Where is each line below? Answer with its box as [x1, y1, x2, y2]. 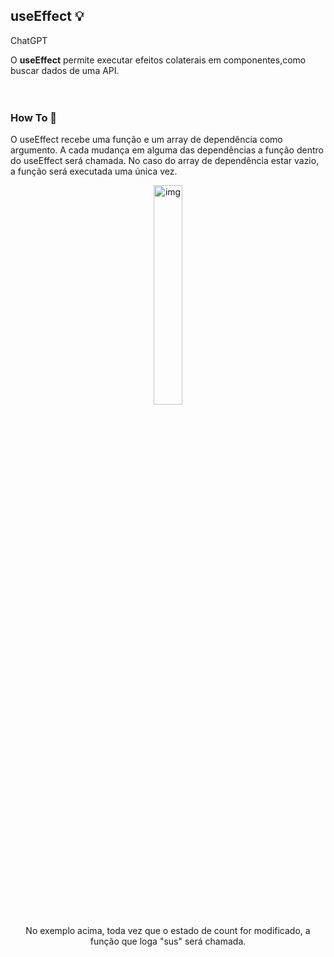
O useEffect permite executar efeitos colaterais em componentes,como [10, 54, 307, 66]
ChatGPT [10, 34, 48, 46]
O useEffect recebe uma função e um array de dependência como [10, 134, 283, 146]
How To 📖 [10, 110, 58, 124]
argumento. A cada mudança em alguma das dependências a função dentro [10, 144, 324, 156]
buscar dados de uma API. [10, 64, 120, 76]
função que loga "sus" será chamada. [89, 935, 247, 948]
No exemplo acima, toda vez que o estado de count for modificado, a [25, 925, 311, 937]
